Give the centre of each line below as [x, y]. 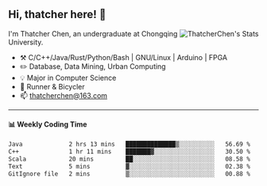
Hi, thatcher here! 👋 [57, 15]
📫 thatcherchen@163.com [64, 95]
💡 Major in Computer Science [68, 78]
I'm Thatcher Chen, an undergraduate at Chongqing [93, 33]
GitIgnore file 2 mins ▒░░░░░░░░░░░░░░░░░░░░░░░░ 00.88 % [129, 174]
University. [26, 42]
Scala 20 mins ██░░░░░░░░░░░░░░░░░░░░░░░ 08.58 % [129, 159]
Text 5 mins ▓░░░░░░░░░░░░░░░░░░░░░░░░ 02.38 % [129, 166]
